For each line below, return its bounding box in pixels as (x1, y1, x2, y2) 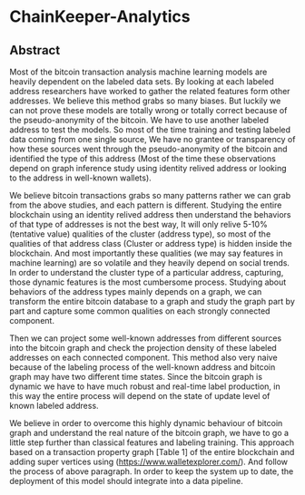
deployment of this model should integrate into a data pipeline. (9, 476, 243, 486)
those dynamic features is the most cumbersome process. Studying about (9, 277, 287, 287)
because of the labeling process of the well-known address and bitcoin (9, 362, 276, 373)
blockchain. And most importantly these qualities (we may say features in (9, 247, 283, 258)
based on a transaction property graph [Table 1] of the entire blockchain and (9, 447, 295, 457)
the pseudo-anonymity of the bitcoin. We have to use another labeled (9, 115, 270, 125)
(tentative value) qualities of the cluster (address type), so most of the (9, 228, 271, 239)
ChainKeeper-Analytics (9, 6, 191, 27)
